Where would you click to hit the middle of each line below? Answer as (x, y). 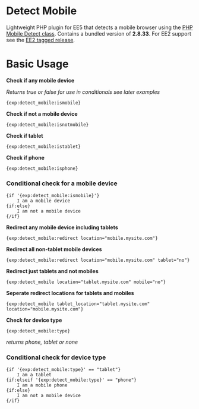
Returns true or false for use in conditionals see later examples (83, 92)
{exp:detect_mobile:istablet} (44, 147)
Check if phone (25, 157)
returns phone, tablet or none (42, 342)
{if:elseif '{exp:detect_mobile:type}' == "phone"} (71, 380)
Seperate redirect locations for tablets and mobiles (70, 293)
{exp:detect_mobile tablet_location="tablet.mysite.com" (78, 304)
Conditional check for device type (56, 357)
